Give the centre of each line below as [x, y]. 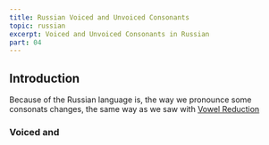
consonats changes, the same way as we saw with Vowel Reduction [134, 109]
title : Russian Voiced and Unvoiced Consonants [100, 17]
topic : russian [38, 26]
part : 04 [25, 42]
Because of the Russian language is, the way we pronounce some [130, 100]
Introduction [45, 78]
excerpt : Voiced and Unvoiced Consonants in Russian [109, 34]
